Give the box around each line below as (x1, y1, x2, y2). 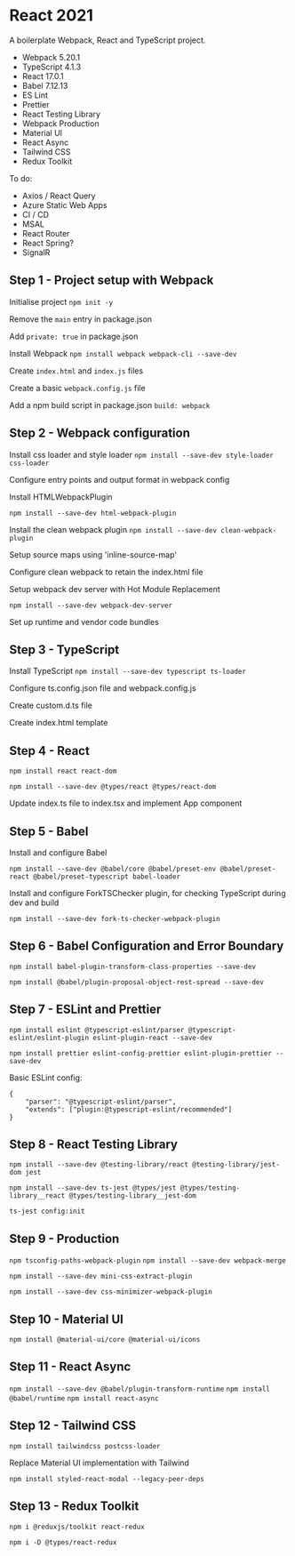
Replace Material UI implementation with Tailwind (9, 1457, 189, 1468)
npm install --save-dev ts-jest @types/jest (9, 1183, 177, 1192)
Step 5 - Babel (9, 823, 89, 838)
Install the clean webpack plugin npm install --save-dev (9, 524, 218, 534)
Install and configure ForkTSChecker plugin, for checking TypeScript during (9, 888, 286, 898)
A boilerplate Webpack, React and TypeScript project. (9, 35, 206, 45)
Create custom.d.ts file (9, 700, 93, 711)
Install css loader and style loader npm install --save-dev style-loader (9, 449, 274, 460)
